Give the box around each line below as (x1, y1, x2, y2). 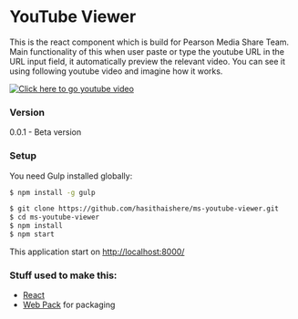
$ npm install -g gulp (9, 188, 96, 197)
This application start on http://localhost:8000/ (9, 246, 185, 257)
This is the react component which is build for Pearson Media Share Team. (9, 36, 290, 47)
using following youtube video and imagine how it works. (9, 66, 223, 77)
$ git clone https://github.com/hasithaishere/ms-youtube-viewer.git (9, 204, 280, 213)
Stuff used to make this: (9, 269, 118, 282)
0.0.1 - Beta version (9, 127, 82, 138)
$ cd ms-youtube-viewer (9, 212, 100, 222)
